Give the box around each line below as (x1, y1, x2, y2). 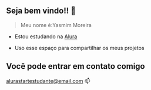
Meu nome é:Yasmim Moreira (20, 21, 92, 28)
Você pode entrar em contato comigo (6, 61, 145, 71)
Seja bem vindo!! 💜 (6, 6, 76, 16)
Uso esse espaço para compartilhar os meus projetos (14, 44, 145, 51)
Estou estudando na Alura (14, 33, 78, 40)
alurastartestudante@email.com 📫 (6, 77, 90, 84)
